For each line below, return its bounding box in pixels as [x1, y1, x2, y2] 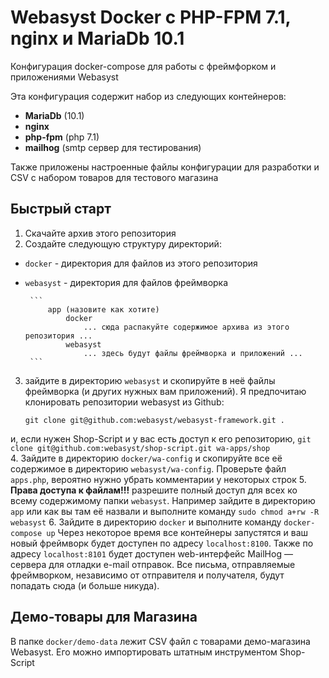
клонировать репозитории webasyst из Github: [24, 396, 225, 408]
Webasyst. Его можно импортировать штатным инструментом [10, 646, 278, 658]
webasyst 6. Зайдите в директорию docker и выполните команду [10, 516, 282, 528]
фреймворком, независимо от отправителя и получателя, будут [10, 569, 285, 581]
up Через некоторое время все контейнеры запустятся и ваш [46, 526, 309, 538]
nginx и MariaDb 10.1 [10, 27, 185, 50]
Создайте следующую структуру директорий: [24, 237, 222, 250]
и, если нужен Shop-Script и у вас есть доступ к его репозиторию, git [10, 432, 312, 445]
